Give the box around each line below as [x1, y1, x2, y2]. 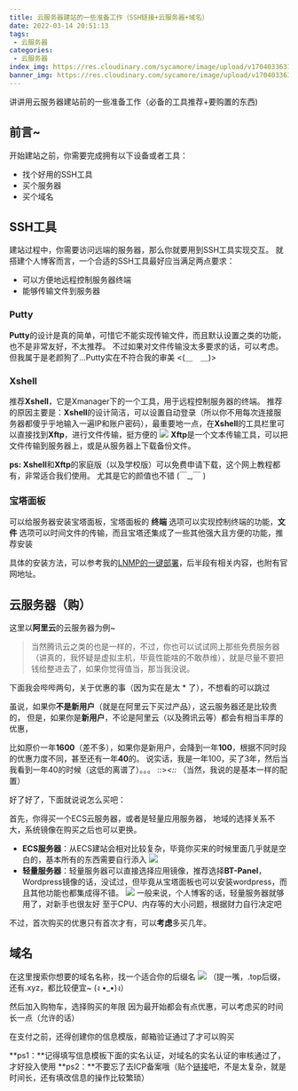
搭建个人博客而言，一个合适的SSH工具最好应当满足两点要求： [9, 256, 235, 266]
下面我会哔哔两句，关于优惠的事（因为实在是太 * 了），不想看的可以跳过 [9, 683, 271, 693]
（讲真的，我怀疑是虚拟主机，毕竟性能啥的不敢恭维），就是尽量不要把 [30, 652, 284, 663]
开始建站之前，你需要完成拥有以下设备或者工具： [9, 150, 188, 161]
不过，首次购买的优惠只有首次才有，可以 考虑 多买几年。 [9, 918, 211, 929]
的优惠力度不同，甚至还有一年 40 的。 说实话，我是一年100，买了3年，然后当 [9, 754, 288, 764]
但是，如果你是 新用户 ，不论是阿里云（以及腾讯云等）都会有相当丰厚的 [26, 712, 284, 723]
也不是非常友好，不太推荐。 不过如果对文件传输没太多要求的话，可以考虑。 [9, 341, 284, 352]
